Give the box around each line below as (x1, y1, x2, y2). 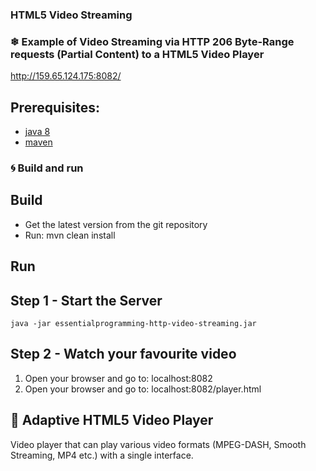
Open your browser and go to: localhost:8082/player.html (24, 383, 262, 395)
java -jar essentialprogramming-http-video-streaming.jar (10, 318, 257, 328)
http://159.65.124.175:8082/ (10, 70, 122, 82)
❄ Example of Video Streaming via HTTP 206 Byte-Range (10, 34, 295, 48)
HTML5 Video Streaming (10, 8, 133, 22)
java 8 (24, 126, 51, 138)
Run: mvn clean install (24, 229, 116, 241)
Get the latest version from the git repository (24, 218, 208, 230)
